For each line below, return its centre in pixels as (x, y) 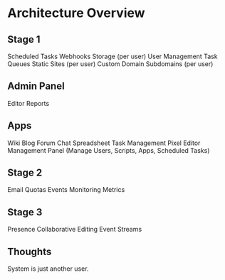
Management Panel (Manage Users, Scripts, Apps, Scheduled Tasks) (109, 150)
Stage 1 (24, 39)
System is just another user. (48, 269)
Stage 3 (25, 212)
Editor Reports (28, 103)
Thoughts (30, 251)
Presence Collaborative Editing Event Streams (75, 230)
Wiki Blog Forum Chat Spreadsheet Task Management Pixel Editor (104, 143)
